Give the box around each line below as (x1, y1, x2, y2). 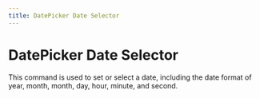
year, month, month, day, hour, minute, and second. (8, 80, 178, 90)
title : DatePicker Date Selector (8, 11, 120, 20)
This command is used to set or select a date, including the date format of (8, 73, 252, 82)
